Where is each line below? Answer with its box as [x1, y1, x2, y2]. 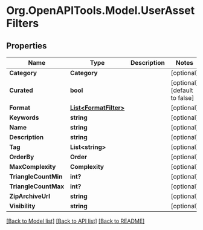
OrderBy [9, 153, 34, 161]
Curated [9, 86, 33, 94]
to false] [170, 94, 195, 102]
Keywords [9, 113, 39, 122]
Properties [6, 41, 47, 51]
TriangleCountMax [9, 182, 65, 191]
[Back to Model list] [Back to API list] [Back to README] [6, 217, 145, 225]
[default [170, 86, 193, 94]
